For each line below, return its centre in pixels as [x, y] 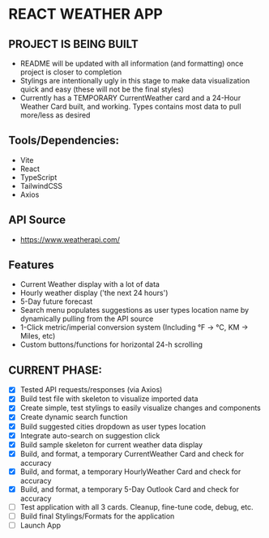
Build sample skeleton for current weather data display [111, 444]
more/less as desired [55, 115]
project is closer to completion [71, 72]
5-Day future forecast [56, 301]
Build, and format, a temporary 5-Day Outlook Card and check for [130, 489]
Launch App [41, 525]
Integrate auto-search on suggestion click [90, 435]
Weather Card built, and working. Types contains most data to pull [130, 107]
